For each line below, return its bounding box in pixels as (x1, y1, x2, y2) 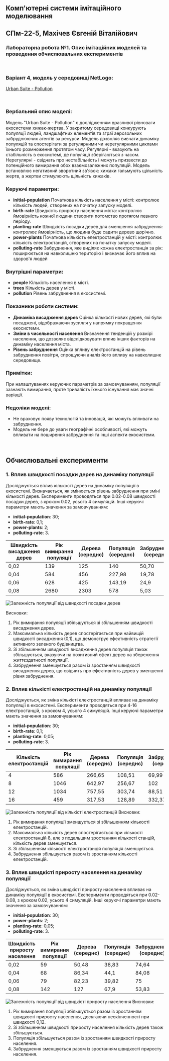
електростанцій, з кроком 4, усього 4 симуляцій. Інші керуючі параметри (6, 708, 163, 714)
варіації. (6, 392, 24, 398)
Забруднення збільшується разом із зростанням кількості (13, 851, 137, 857)
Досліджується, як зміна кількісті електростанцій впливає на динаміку (6, 697, 158, 703)
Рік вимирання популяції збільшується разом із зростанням (13, 1008, 142, 1015)
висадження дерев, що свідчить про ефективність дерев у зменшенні (13, 667, 163, 673)
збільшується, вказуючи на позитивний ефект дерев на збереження (13, 651, 159, 658)
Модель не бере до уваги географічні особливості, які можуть (13, 426, 147, 432)
